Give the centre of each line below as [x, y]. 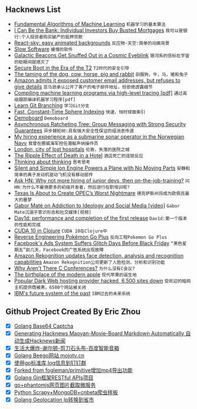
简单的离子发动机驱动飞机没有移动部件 [54, 174]
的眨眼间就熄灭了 [31, 62]
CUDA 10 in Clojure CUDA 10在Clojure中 [61, 230]
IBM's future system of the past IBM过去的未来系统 [72, 293]
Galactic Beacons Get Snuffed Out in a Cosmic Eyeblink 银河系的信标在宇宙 [102, 55]
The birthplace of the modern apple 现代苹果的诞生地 [75, 274]
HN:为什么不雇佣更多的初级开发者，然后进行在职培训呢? [72, 187]
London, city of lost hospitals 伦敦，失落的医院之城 [72, 149]
